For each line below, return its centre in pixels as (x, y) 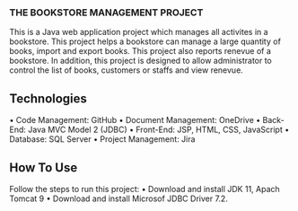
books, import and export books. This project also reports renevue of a (140, 51)
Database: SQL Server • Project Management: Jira (102, 139)
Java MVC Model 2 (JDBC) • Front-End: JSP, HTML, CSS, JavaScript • (159, 130)
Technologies (48, 98)
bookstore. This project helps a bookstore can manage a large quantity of (145, 41)
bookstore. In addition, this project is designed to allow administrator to (140, 61)
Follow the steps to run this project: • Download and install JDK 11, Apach (145, 189)
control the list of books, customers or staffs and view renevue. (127, 70)
